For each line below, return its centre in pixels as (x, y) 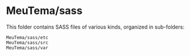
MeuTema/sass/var (27, 48)
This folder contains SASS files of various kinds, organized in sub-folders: (95, 27)
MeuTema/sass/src (27, 43)
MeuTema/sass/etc (27, 37)
